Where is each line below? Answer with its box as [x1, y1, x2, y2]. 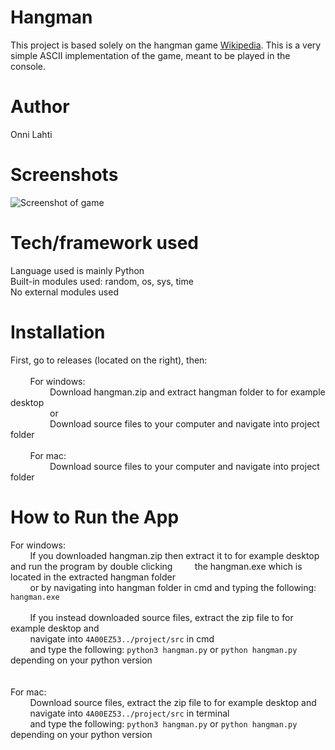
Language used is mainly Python [10, 264, 145, 276]
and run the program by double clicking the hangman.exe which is [10, 560, 303, 572]
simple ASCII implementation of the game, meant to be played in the [10, 49, 291, 61]
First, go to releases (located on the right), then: [10, 354, 208, 366]
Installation [10, 321, 106, 343]
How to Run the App [10, 506, 180, 528]
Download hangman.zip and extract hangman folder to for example [49, 386, 326, 398]
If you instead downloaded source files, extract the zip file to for [29, 611, 294, 623]
